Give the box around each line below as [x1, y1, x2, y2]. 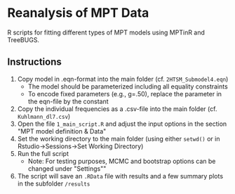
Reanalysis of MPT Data [7, 5, 149, 21]
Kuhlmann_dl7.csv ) [17, 112, 71, 120]
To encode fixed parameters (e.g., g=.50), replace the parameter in [27, 89, 222, 98]
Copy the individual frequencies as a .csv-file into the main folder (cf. [17, 104, 217, 113]
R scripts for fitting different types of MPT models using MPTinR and [7, 28, 206, 37]
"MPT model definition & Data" [17, 127, 107, 135]
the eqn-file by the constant [27, 97, 109, 105]
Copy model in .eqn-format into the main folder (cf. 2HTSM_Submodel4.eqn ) [17, 75, 229, 83]
